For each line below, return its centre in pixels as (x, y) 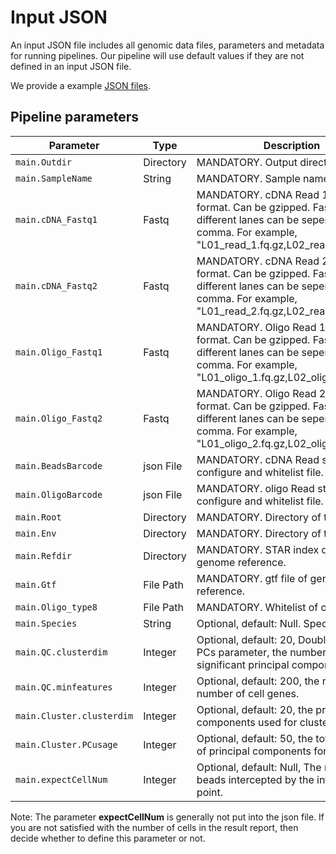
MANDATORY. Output (247, 162)
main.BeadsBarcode (59, 465)
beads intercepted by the (255, 779)
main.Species (46, 623)
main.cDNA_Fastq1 (56, 219)
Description (292, 145)
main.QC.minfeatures (64, 687)
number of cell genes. (248, 693)
